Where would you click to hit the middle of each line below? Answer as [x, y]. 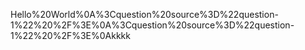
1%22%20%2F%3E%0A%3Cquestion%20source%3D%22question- [152, 25]
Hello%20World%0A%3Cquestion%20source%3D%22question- [144, 14]
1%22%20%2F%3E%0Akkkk [70, 35]
